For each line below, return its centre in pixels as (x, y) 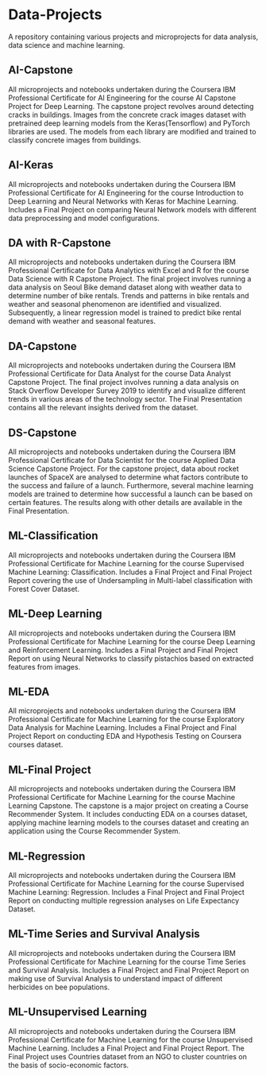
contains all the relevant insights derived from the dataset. (103, 408)
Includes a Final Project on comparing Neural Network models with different (132, 209)
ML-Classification (53, 536)
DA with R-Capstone (60, 243)
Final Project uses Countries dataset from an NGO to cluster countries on (128, 1056)
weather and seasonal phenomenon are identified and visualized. (115, 305)
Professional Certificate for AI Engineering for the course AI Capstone (122, 98)
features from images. (44, 666)
